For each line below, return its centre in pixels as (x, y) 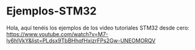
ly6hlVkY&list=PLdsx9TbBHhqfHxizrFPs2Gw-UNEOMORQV (81, 40)
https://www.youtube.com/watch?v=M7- (57, 34)
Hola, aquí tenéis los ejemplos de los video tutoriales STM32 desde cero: (98, 28)
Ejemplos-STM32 (51, 11)
